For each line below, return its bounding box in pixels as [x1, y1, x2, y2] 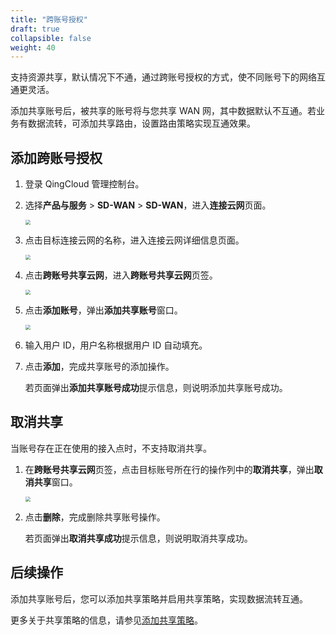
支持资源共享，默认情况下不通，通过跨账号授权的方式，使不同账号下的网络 [10, 71, 317, 83]
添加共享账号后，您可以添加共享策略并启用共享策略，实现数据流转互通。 [10, 592, 308, 605]
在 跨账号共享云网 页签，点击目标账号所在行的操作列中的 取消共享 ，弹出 [24, 463, 315, 475]
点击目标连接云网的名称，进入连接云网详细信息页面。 [24, 234, 245, 246]
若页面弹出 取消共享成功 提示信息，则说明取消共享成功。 [24, 532, 253, 544]
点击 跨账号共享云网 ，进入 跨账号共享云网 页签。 [24, 269, 218, 281]
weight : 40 [10, 42, 56, 53]
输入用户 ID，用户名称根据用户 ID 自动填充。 [24, 339, 208, 351]
